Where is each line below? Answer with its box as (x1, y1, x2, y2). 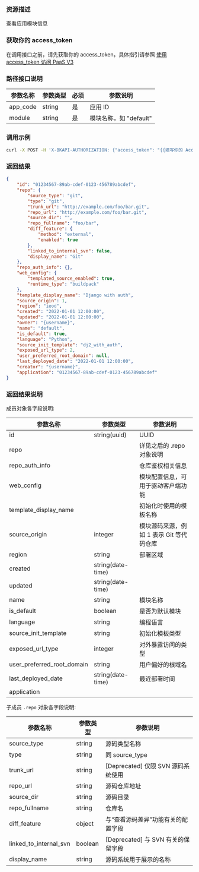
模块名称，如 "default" (89, 114, 152, 122)
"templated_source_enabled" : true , (27, 276, 115, 282)
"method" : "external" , (37, 232, 94, 238)
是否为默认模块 (139, 607, 181, 615)
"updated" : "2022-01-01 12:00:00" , (17, 314, 105, 320)
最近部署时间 (139, 675, 175, 683)
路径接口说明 (6, 74, 43, 83)
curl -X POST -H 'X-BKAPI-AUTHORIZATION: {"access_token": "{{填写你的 (6, 147, 184, 153)
